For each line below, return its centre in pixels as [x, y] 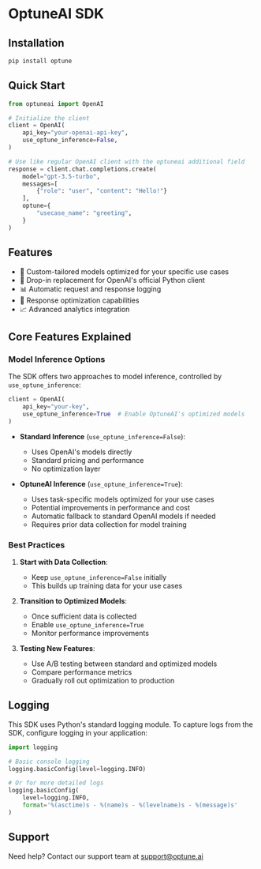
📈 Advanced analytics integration [75, 309]
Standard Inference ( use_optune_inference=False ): [103, 436]
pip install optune [40, 61]
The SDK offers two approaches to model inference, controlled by [115, 377]
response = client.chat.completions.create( [82, 169]
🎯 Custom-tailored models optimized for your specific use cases [124, 271]
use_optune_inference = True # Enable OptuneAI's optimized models [134, 414]
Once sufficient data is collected [84, 616]
